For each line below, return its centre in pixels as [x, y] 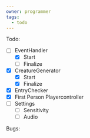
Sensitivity [36, 110]
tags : [13, 17]
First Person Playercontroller [49, 97]
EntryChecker [31, 90]
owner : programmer [29, 11]
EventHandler [31, 51]
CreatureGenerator [37, 70]
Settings [25, 103]
